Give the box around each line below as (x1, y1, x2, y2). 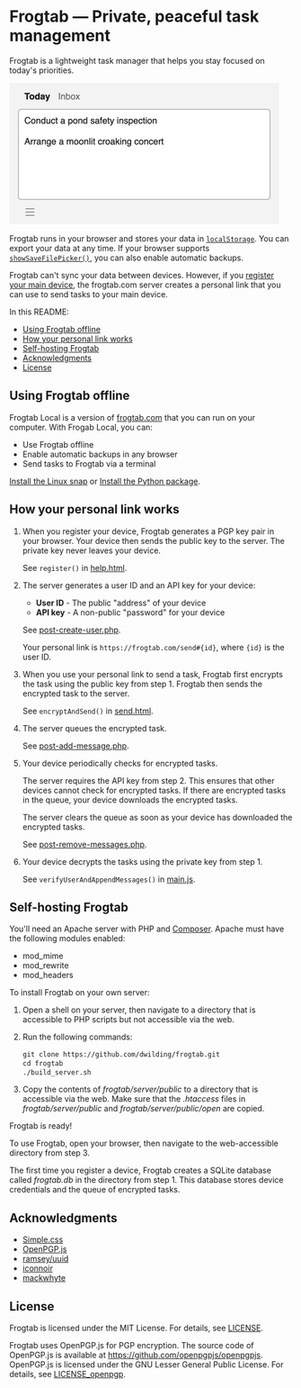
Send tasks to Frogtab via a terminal (22, 458, 156, 469)
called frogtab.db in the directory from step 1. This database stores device (9, 1175, 284, 1185)
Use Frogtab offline (22, 439, 94, 449)
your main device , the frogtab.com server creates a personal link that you (9, 279, 281, 290)
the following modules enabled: (9, 933, 126, 944)
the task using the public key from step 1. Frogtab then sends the (22, 678, 263, 689)
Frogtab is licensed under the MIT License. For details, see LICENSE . (9, 1322, 263, 1333)
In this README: (9, 306, 69, 317)
